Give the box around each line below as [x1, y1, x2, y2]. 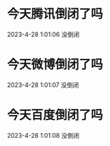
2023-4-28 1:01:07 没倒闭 [7, 80, 79, 89]
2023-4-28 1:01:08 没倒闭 [7, 131, 80, 139]
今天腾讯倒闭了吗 [7, 6, 104, 22]
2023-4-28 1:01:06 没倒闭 [7, 30, 80, 38]
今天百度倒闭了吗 [7, 108, 104, 123]
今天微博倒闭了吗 [7, 57, 104, 73]
